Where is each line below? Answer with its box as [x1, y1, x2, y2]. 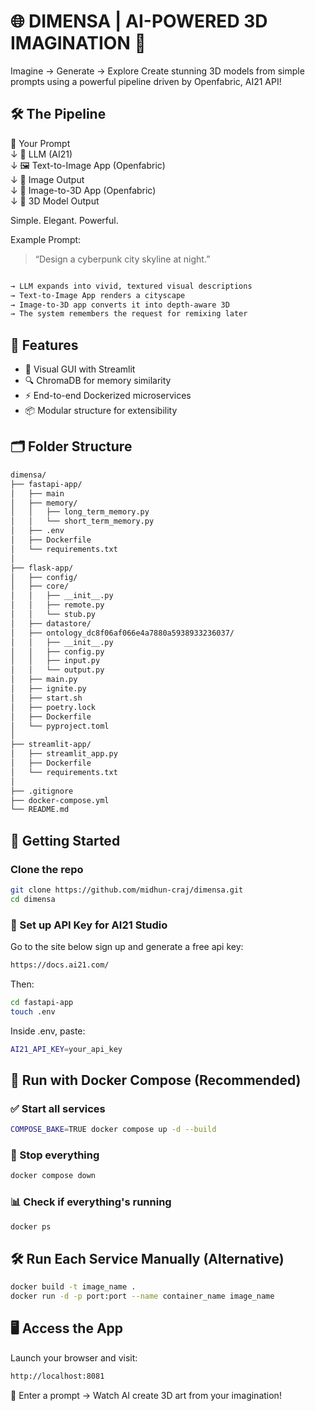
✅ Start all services [10, 1101, 106, 1115]
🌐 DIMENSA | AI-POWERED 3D [10, 10, 268, 33]
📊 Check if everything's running [10, 1195, 172, 1209]
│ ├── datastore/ [10, 618, 92, 629]
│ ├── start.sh [10, 693, 83, 703]
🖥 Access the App [10, 1320, 124, 1337]
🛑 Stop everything [10, 1148, 100, 1162]
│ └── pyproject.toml [10, 721, 110, 731]
